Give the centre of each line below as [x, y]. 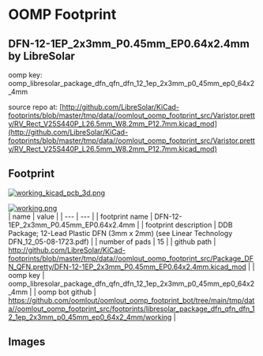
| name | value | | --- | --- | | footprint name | [81, 216]
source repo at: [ [35, 107]
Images [27, 342]
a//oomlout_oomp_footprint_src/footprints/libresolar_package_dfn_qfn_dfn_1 [131, 309]
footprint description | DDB [189, 225]
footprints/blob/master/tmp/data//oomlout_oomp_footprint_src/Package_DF [131, 258]
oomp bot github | [67, 292]
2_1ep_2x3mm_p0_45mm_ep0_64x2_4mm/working [90, 317]
